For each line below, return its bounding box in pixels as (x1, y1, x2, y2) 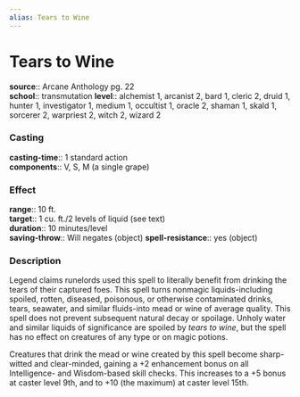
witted (9, 359, 33, 369)
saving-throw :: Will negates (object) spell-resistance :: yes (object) (9, 233, 258, 244)
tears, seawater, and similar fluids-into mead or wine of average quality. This (9, 303, 291, 314)
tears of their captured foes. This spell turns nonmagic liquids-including (9, 285, 273, 295)
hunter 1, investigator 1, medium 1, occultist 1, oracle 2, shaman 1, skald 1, (9, 100, 277, 111)
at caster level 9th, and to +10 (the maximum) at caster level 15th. (9, 377, 249, 388)
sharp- (259, 349, 285, 360)
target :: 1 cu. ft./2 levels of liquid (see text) (9, 213, 166, 224)
